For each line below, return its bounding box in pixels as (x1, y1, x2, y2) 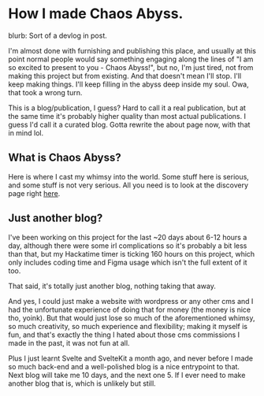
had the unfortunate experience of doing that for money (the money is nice (8, 305, 251, 314)
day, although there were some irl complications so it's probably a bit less (8, 241, 247, 250)
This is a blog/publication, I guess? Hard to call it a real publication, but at (8, 103, 247, 113)
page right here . (8, 188, 61, 198)
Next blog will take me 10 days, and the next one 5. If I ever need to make (8, 370, 246, 379)
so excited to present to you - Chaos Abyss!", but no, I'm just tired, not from (8, 62, 254, 72)
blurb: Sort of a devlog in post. (8, 31, 108, 40)
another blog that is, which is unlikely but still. (8, 379, 156, 388)
